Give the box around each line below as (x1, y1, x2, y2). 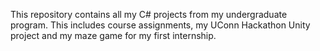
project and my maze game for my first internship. (10, 30, 217, 41)
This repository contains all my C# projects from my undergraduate (10, 9, 288, 20)
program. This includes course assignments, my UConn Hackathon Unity (10, 19, 311, 31)
